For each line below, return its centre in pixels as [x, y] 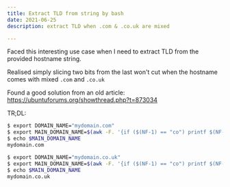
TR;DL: [17, 113]
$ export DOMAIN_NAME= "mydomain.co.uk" [64, 157]
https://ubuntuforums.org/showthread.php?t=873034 [82, 100]
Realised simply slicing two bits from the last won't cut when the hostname [112, 72]
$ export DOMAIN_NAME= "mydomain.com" [61, 126]
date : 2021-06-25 [32, 20]
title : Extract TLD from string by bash [66, 13]
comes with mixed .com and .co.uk [56, 79]
